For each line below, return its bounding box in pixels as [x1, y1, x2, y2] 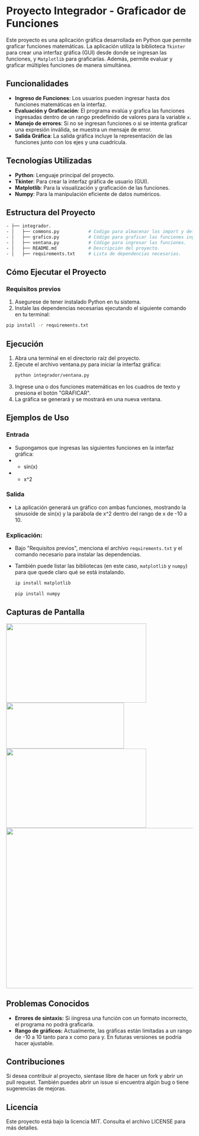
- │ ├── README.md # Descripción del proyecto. [6, 245, 161, 251]
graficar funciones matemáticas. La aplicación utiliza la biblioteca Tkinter [6, 43, 185, 50]
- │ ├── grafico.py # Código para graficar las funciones [6, 234, 184, 241]
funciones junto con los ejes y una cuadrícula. [14, 138, 127, 146]
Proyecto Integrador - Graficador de [6, 4, 187, 18]
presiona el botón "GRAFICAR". [14, 389, 91, 396]
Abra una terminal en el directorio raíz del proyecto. [14, 354, 141, 361]
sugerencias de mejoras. [6, 1085, 66, 1092]
